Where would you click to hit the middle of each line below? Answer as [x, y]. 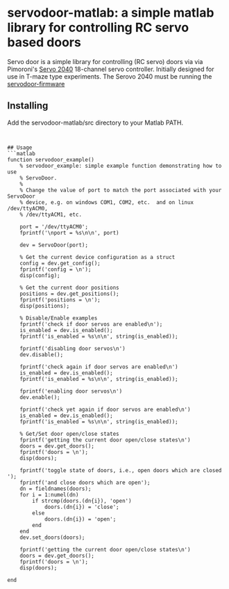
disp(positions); [45, 306]
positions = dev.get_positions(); [69, 294]
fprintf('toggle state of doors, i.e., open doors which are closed [121, 470]
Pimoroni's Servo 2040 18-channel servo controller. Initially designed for [111, 69]
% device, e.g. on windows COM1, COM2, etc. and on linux [107, 202]
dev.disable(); [42, 354]
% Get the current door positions [69, 288]
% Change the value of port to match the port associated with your [121, 190]
